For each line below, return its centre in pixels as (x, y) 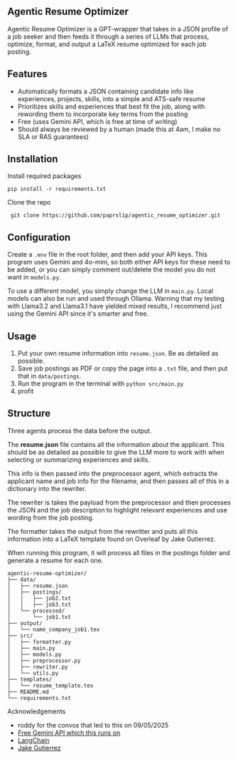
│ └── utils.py (33, 673)
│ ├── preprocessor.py (44, 661)
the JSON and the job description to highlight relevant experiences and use (117, 510)
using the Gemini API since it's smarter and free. (78, 314)
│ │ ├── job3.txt (39, 604)
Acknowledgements (37, 711)
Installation (33, 159)
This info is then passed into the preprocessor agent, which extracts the (113, 473)
